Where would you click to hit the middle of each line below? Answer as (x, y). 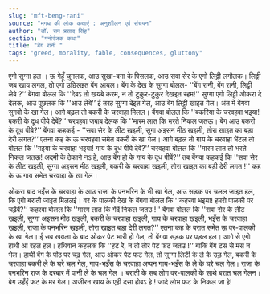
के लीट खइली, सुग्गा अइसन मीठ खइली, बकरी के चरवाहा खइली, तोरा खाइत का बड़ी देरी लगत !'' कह (135, 166)
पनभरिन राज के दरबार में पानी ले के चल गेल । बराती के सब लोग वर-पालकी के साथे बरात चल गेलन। (135, 273)
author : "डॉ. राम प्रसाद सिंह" (49, 31)
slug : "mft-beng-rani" (46, 16)
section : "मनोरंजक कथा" (44, 38)
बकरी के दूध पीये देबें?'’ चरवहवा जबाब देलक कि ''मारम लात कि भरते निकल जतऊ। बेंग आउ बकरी (132, 121)
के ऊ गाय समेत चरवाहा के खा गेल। (53, 175)
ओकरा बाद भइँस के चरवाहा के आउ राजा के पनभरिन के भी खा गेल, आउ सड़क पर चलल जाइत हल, (132, 191)
